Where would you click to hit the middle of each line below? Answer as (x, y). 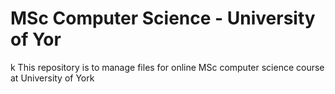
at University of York (52, 78)
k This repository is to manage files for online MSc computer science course (167, 67)
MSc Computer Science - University (163, 18)
